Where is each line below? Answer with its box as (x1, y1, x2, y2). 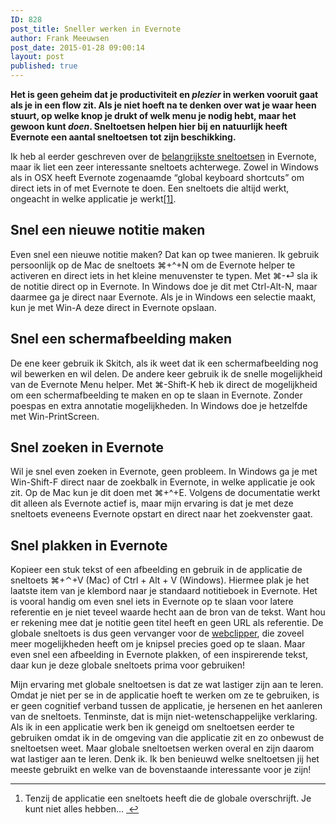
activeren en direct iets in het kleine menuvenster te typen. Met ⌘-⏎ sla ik (10, 269, 318, 281)
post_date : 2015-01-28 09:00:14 (10, 42, 145, 53)
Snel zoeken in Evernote (10, 439, 165, 456)
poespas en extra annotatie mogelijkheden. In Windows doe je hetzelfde (10, 399, 308, 411)
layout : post (10, 52, 65, 62)
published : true (10, 61, 78, 71)
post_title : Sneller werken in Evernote (10, 24, 182, 34)
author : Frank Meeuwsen (10, 33, 110, 43)
